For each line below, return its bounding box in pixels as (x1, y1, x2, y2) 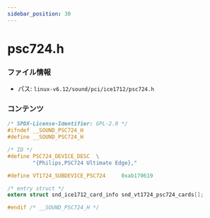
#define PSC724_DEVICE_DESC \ (7, 152, 100, 159)
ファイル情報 (7, 67, 52, 77)
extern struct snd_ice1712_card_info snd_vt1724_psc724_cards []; (7, 191, 204, 198)
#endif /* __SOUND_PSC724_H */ (7, 204, 100, 212)
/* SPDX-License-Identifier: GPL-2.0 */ (7, 121, 129, 128)
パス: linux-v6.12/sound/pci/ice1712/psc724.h (17, 85, 154, 93)
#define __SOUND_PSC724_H (7, 133, 83, 141)
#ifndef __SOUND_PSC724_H (7, 127, 83, 134)
